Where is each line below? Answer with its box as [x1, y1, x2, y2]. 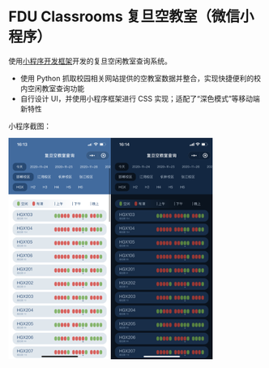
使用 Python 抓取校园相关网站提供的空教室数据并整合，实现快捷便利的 [19, 73, 254, 83]
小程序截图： [8, 121, 51, 131]
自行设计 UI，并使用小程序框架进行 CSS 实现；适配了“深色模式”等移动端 [19, 93, 261, 103]
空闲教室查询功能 [27, 83, 85, 93]
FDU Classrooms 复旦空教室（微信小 [8, 7, 254, 26]
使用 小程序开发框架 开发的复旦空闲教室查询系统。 [8, 56, 172, 66]
